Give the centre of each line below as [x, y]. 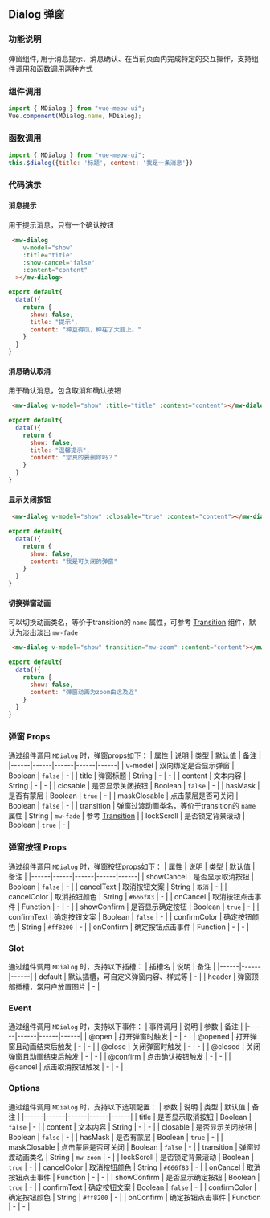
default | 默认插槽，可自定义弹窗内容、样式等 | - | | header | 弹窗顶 [149, 977]
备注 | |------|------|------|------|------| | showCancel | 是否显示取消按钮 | [131, 876]
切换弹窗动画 [29, 603]
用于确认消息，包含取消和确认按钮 [65, 391]
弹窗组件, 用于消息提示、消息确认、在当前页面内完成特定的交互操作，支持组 [133, 58]
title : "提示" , [54, 322]
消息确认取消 [29, 371]
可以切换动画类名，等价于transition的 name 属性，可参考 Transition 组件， [129, 623]
